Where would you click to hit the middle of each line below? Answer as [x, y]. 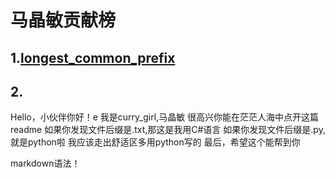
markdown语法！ [45, 163]
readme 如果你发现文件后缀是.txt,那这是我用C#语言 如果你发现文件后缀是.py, [168, 130]
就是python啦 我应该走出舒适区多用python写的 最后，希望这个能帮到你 [155, 142]
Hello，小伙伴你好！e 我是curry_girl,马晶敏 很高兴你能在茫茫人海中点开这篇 [165, 117]
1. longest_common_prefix [93, 57]
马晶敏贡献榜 [63, 20]
